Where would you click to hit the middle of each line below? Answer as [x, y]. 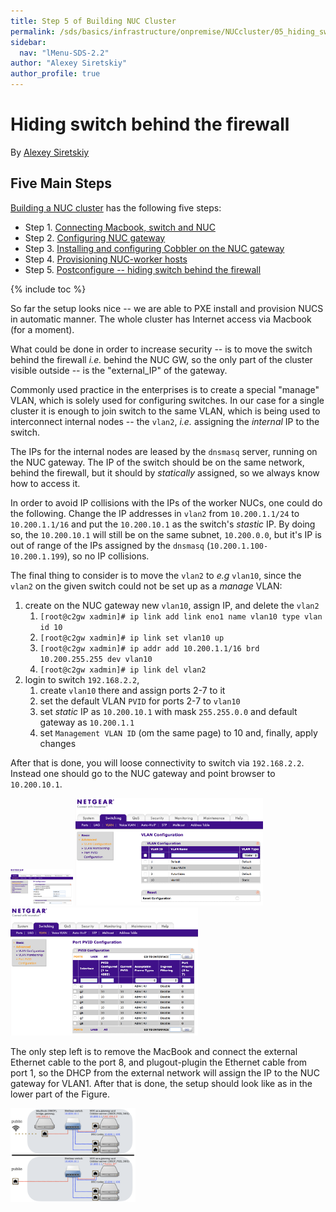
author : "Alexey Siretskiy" [69, 63]
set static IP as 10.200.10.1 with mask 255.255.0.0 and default [168, 711]
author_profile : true [55, 74]
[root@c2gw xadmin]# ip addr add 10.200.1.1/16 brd [149, 648]
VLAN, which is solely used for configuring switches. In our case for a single [167, 400]
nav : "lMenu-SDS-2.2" [64, 53]
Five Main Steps [61, 183]
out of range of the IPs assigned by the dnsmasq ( [110, 545]
